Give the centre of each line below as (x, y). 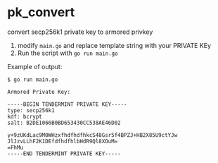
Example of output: (35, 66)
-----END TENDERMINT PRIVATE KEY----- (64, 153)
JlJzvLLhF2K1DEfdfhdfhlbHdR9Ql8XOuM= (63, 141)
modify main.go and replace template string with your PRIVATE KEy (114, 45)
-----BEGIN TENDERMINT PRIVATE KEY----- (68, 104)
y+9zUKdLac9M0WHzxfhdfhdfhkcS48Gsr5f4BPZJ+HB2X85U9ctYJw (92, 135)
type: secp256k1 (31, 110)
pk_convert (41, 12)
